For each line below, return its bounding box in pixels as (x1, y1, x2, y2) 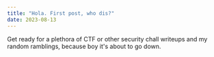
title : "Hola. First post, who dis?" (7, 9, 115, 17)
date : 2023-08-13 (7, 16, 57, 23)
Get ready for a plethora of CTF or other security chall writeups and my (7, 35, 208, 43)
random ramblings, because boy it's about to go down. (7, 42, 161, 50)
